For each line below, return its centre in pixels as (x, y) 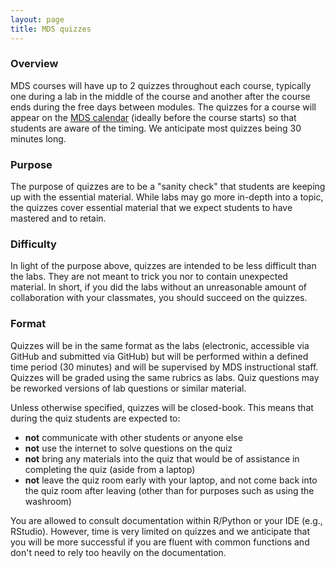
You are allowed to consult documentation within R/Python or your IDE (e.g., (166, 520)
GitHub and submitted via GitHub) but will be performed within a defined (159, 356)
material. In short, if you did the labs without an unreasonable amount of (158, 287)
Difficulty (33, 244)
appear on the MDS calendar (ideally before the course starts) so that (153, 117)
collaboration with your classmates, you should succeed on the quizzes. (159, 298)
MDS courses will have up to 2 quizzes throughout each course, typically (161, 85)
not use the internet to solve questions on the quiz (128, 448)
